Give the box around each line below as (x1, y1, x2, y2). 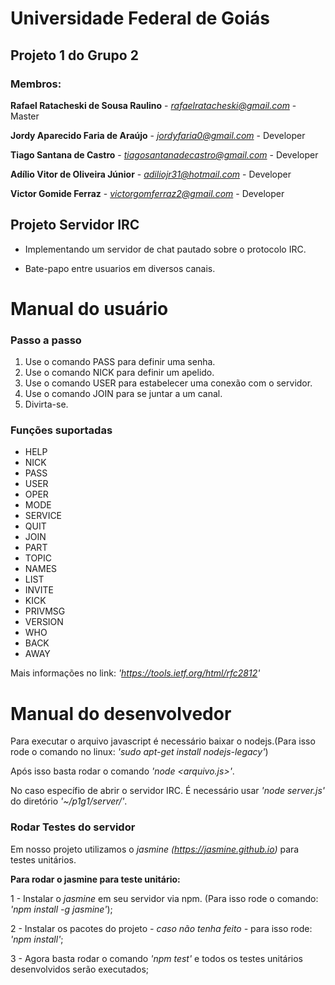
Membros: (10, 77, 62, 91)
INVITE (24, 584, 54, 596)
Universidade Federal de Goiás (10, 7, 270, 30)
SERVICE (24, 510, 63, 522)
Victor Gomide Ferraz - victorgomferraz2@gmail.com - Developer (10, 187, 285, 199)
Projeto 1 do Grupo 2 (10, 47, 139, 64)
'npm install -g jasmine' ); (10, 903, 113, 915)
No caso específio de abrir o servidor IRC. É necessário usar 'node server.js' (10, 785, 325, 797)
